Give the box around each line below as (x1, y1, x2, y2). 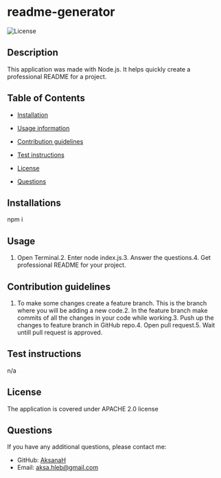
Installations (7, 197, 62, 208)
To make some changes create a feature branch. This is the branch (16, 299, 207, 307)
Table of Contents (7, 92, 86, 104)
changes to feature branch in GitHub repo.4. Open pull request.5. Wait (16, 321, 216, 329)
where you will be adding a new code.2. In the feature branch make (16, 307, 208, 314)
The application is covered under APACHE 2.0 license (7, 404, 159, 413)
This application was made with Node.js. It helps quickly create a (7, 65, 191, 73)
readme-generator (7, 4, 115, 20)
